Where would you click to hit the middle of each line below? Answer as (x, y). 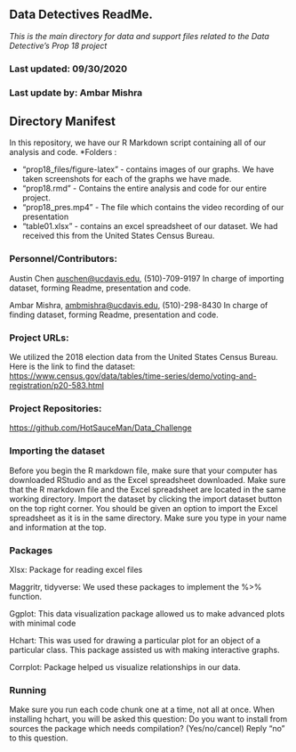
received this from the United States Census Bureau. (118, 236)
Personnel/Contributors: (64, 259)
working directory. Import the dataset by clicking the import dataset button (146, 499)
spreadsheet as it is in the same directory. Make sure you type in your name (148, 518)
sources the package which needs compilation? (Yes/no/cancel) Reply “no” (147, 729)
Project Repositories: (56, 408)
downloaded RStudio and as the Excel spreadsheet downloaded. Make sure (148, 479)
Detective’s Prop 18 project (58, 45)
